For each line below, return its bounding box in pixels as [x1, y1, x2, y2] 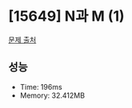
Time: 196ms [19, 82, 62, 91]
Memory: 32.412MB [19, 91, 86, 100]
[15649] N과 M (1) [8, 7, 126, 25]
